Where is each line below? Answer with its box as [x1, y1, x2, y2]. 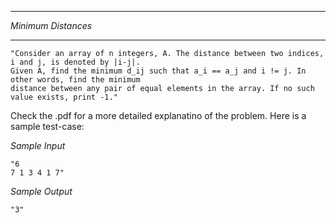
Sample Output [10, 186, 73, 197]
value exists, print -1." [10, 92, 118, 102]
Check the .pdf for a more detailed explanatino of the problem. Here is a [10, 110, 307, 121]
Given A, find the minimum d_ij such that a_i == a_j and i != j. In [10, 66, 307, 76]
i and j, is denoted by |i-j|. [10, 57, 141, 67]
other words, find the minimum [10, 75, 141, 85]
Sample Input [10, 140, 66, 151]
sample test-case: [10, 121, 85, 132]
